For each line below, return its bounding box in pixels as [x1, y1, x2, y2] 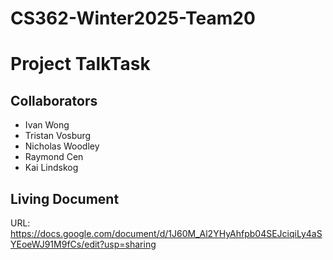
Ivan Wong [24, 119, 70, 131]
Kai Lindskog [24, 162, 79, 174]
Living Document [10, 190, 120, 207]
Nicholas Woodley [24, 140, 100, 152]
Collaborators [10, 92, 98, 109]
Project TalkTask [10, 53, 151, 76]
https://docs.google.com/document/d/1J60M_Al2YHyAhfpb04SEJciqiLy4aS [10, 228, 323, 239]
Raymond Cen [24, 151, 84, 163]
